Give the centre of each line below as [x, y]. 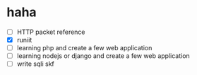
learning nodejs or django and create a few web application [103, 56]
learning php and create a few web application [84, 48]
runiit [24, 40]
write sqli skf [35, 64]
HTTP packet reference [51, 32]
